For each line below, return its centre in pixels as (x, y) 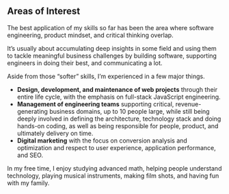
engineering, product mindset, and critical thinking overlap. (90, 35)
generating (32, 111)
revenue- (188, 104)
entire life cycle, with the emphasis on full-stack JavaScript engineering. (119, 97)
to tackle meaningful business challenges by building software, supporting (112, 56)
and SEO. (30, 155)
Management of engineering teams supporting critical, (95, 104)
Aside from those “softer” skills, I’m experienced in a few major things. (106, 76)
